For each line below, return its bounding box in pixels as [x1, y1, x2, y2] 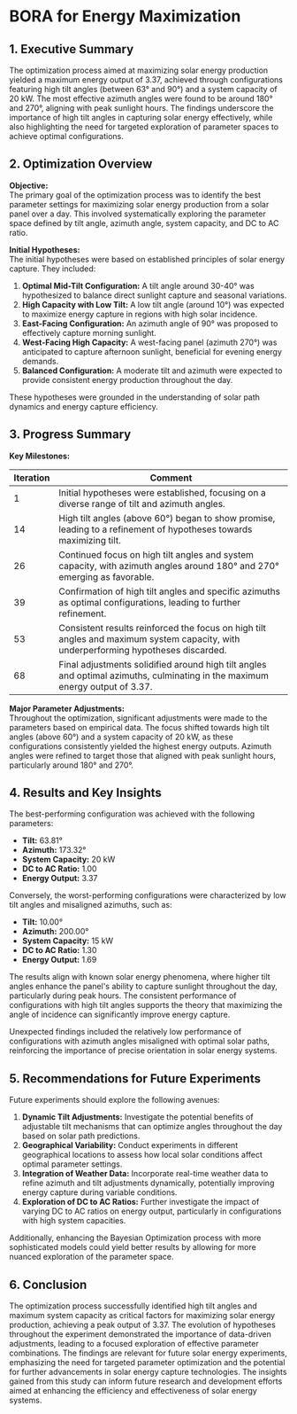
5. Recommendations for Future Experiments [9, 1071, 261, 1086]
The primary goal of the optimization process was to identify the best [9, 189, 262, 200]
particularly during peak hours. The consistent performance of [9, 990, 237, 1001]
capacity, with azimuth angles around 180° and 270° [58, 559, 280, 572]
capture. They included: [9, 263, 96, 274]
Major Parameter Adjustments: [9, 703, 126, 714]
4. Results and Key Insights [9, 785, 162, 801]
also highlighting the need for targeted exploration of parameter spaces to [9, 121, 279, 132]
